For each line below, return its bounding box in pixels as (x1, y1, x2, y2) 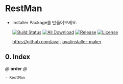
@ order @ (5, 66, 27, 71)
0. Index (5, 53, 30, 61)
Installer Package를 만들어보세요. (12, 19, 77, 25)
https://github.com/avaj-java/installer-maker (12, 38, 102, 44)
